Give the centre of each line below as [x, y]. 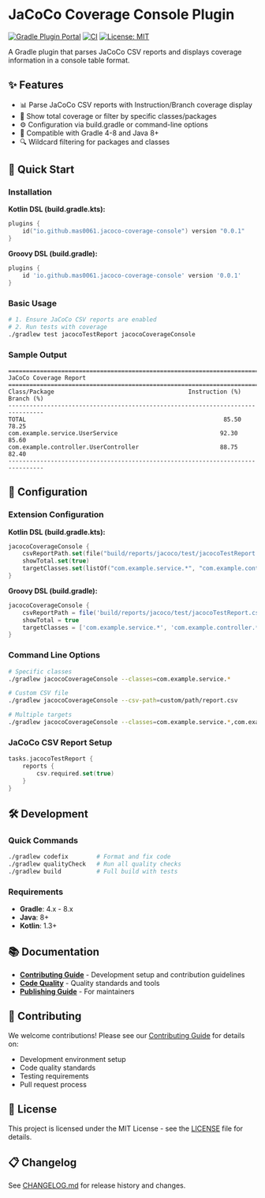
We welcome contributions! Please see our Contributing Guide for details [127, 1035]
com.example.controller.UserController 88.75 [123, 447]
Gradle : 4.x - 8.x [46, 909]
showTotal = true [51, 620]
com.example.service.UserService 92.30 [123, 433]
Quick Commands [43, 840]
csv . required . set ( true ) [75, 773]
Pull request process [53, 1084]
